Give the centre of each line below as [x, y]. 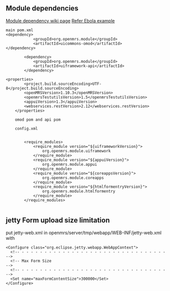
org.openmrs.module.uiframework [76, 151]
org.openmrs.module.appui [69, 164]
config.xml [26, 128]
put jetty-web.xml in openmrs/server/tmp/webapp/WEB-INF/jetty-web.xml [84, 233]
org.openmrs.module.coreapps [73, 178]
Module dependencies [42, 8]
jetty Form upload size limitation [58, 220]
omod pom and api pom [38, 120]
